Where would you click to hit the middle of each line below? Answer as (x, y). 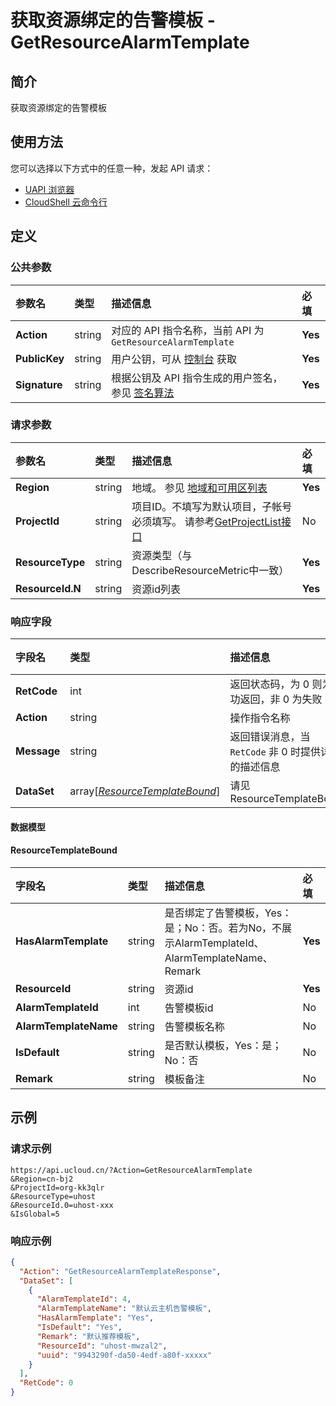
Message (38, 751)
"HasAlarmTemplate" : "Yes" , (95, 1318)
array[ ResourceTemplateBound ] (145, 791)
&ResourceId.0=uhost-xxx (62, 1205)
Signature (39, 384)
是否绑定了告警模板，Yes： (228, 913)
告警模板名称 (194, 1026)
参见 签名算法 (143, 393)
